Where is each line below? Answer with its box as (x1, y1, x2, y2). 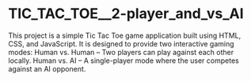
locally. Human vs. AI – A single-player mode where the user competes (8, 56, 239, 65)
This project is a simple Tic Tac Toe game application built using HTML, (8, 31, 241, 40)
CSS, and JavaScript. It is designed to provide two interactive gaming (8, 39, 235, 48)
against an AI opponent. (8, 64, 86, 73)
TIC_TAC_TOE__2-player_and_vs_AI (8, 5, 244, 23)
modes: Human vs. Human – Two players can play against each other (8, 47, 234, 57)
